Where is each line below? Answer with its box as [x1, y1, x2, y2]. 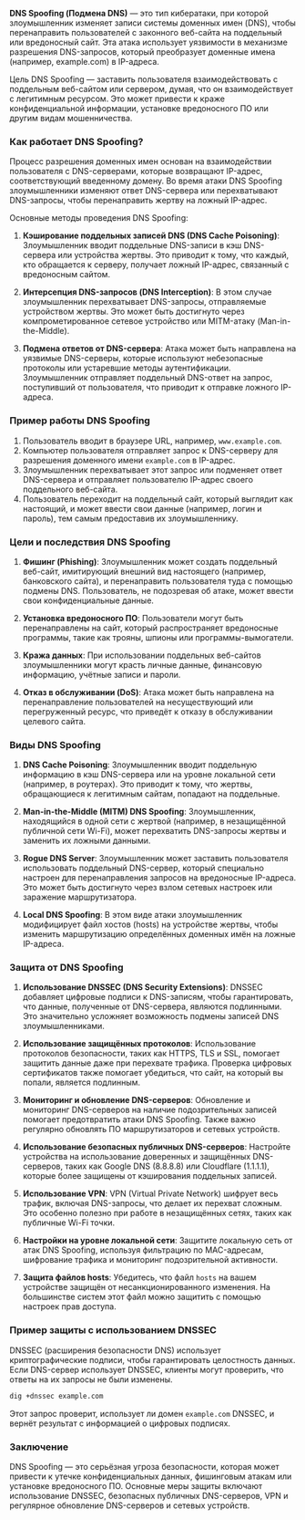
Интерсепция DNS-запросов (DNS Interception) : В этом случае [22, 286, 272, 297]
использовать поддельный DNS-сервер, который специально [22, 862, 264, 874]
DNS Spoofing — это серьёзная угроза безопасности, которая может [9, 1461, 280, 1472]
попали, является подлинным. [22, 1077, 141, 1088]
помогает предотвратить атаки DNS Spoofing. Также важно [22, 1114, 257, 1125]
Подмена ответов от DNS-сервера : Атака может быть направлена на [22, 343, 297, 354]
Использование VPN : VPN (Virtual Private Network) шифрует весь [22, 1188, 279, 1199]
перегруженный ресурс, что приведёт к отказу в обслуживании [22, 706, 273, 717]
